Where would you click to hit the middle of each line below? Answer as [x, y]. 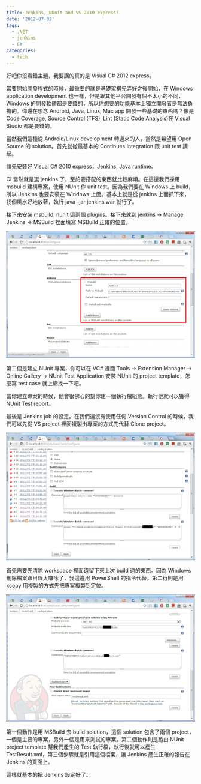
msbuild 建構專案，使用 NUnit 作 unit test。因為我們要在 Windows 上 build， [100, 187]
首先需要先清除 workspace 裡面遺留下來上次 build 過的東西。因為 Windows [99, 570]
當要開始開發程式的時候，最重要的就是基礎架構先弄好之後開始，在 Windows [100, 88]
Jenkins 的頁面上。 [30, 762]
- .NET [20, 32]
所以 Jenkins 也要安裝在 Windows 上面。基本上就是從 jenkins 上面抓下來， [98, 194]
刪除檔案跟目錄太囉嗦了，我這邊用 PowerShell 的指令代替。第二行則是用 [95, 578]
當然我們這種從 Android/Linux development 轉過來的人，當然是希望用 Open [99, 139]
